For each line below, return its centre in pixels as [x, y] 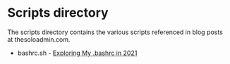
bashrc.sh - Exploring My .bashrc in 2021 [77, 53]
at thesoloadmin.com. [39, 39]
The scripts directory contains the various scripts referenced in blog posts [115, 32]
